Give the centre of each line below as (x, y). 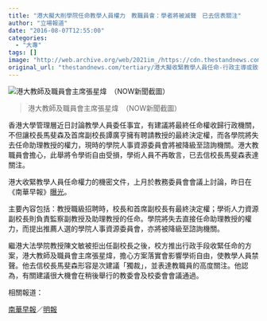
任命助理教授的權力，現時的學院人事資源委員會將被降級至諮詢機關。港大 (133, 145)
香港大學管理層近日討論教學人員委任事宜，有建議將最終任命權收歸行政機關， (133, 125)
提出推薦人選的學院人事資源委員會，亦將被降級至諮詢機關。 (126, 229)
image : (19, 61)
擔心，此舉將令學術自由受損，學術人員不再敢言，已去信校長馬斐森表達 (144, 155)
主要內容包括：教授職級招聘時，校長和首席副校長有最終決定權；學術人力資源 (133, 209)
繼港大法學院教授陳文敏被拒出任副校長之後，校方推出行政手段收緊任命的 (126, 245)
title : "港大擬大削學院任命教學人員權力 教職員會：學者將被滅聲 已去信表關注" (125, 16)
